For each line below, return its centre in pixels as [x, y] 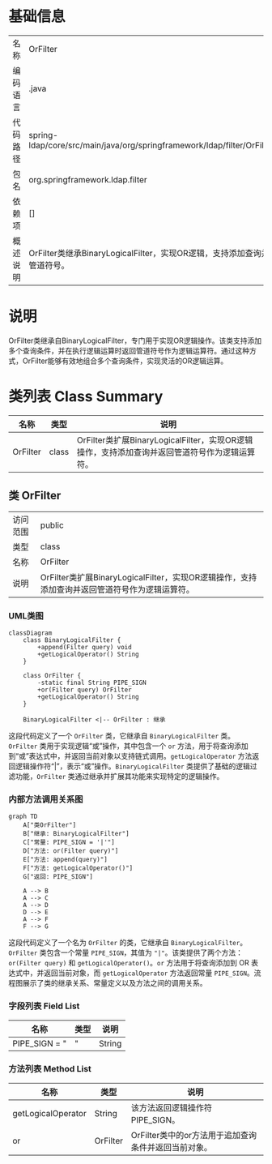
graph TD [23, 817]
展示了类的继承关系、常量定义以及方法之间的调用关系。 [115, 983]
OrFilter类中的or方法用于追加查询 [194, 1135]
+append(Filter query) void [85, 647]
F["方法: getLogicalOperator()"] [78, 868]
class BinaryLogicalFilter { [72, 640]
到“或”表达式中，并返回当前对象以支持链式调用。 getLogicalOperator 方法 [130, 755]
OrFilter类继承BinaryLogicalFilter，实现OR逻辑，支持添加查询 [145, 253]
